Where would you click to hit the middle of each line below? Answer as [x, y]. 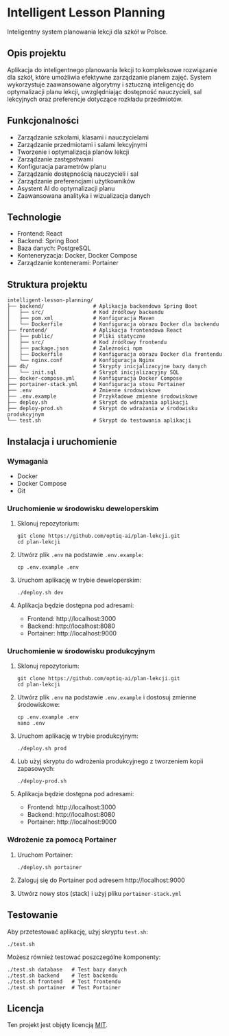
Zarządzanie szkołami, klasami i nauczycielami [83, 137]
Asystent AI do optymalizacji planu [66, 188]
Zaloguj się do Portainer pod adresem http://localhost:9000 [101, 880]
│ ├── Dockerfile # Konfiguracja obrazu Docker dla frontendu [115, 354]
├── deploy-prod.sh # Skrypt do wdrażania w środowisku [102, 409]
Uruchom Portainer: [45, 855]
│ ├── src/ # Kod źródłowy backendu [86, 313]
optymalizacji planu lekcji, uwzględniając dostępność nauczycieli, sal [105, 91]
